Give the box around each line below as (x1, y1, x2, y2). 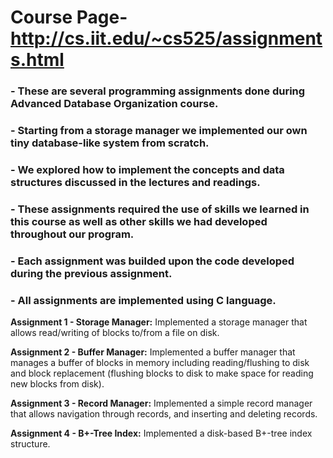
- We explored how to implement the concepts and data (10, 162, 285, 176)
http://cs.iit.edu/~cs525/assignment (10, 27, 323, 50)
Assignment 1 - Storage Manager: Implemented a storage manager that (10, 316, 308, 328)
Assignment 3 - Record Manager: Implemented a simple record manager (10, 397, 313, 410)
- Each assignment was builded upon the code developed (10, 254, 295, 268)
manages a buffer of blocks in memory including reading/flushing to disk (10, 357, 310, 369)
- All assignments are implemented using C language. (10, 293, 277, 307)
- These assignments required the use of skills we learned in (10, 202, 310, 216)
